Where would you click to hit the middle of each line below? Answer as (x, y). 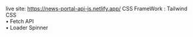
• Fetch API (20, 21)
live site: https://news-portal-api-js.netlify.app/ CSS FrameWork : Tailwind (96, 9)
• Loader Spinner (27, 27)
